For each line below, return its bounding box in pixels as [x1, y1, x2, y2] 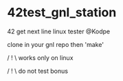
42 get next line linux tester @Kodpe [7, 27, 111, 35]
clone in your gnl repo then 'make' [7, 40, 104, 48]
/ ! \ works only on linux [7, 53, 74, 62]
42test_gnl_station [7, 5, 117, 20]
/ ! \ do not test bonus [7, 67, 69, 75]
